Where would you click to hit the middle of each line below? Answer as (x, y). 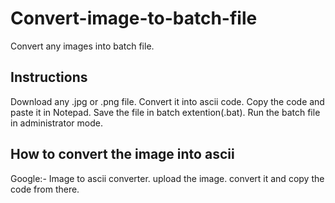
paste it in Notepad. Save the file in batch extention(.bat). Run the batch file (165, 112)
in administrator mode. (56, 123)
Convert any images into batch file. (82, 46)
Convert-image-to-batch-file (134, 18)
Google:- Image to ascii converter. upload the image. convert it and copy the (167, 178)
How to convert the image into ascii (122, 154)
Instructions (49, 77)
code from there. (45, 189)
